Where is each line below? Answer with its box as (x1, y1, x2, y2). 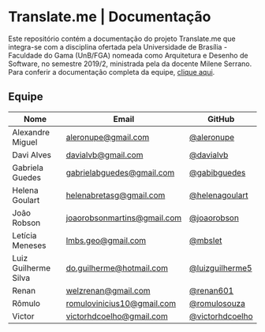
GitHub (207, 113, 235, 124)
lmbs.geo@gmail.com (65, 234, 147, 245)
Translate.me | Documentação (8, 8, 211, 26)
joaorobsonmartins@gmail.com (65, 212, 182, 223)
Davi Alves (12, 149, 51, 160)
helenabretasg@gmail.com (65, 190, 166, 201)
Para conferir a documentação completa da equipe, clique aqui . (8, 67, 215, 76)
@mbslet (188, 234, 222, 245)
